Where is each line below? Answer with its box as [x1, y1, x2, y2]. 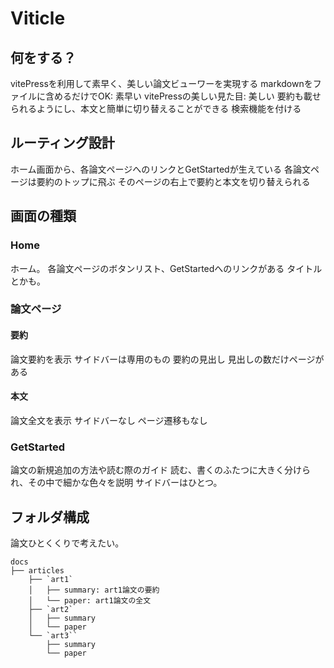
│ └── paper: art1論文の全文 [28, 595, 152, 606]
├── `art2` [28, 604, 74, 614]
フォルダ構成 [10, 508, 90, 526]
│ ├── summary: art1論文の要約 [28, 585, 160, 595]
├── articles [10, 565, 65, 576]
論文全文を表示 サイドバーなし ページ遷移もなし [10, 414, 208, 426]
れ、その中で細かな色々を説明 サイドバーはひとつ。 [10, 477, 223, 489]
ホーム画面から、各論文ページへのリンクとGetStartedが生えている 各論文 [10, 163, 311, 175]
